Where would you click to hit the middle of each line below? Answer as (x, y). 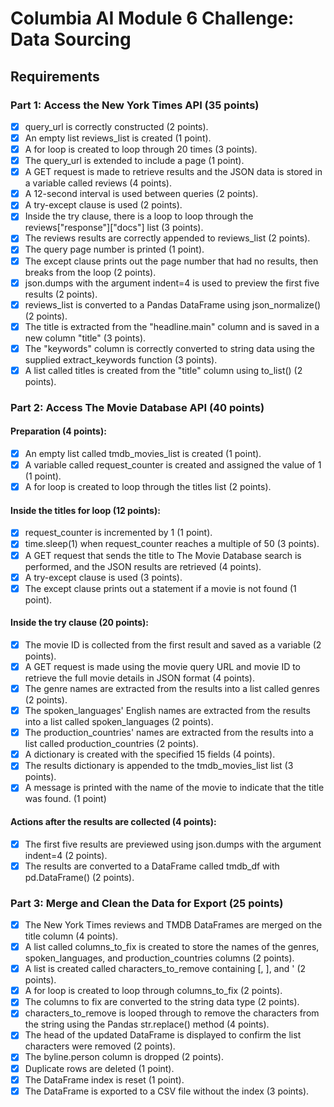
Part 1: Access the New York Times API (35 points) (135, 105)
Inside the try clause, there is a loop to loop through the (139, 216)
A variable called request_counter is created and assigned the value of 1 (173, 465)
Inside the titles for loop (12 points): (85, 510)
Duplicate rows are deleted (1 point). (99, 1068)
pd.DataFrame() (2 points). (79, 877)
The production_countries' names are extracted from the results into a (169, 733)
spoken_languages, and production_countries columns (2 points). (159, 958)
